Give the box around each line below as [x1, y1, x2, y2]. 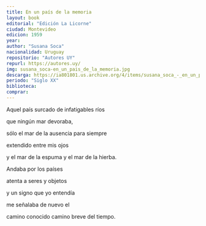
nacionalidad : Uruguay [6, 49, 64, 55]
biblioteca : [6, 84, 37, 90]
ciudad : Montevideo [6, 26, 56, 33]
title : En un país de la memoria [6, 9, 92, 15]
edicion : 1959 [6, 32, 43, 38]
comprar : [6, 89, 29, 95]
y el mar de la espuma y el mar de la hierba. [6, 153, 117, 160]
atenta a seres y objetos [6, 177, 67, 184]
